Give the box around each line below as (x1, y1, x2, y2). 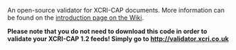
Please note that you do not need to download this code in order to (7, 27, 208, 35)
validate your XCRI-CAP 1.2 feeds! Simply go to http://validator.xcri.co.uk (7, 35, 229, 43)
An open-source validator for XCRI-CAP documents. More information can (7, 6, 225, 14)
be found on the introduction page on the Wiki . (7, 13, 144, 22)
